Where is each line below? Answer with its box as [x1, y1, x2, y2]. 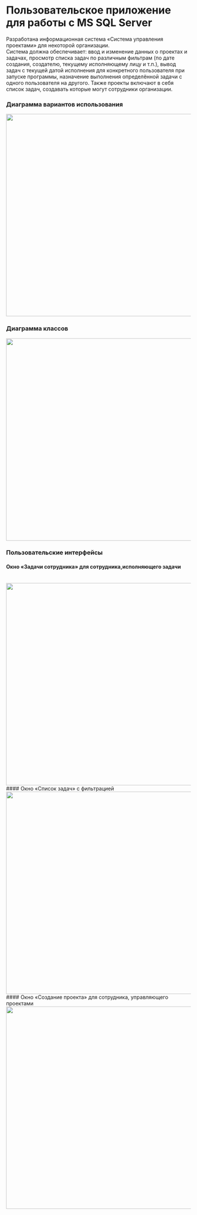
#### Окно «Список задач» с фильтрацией [6, 785, 114, 792]
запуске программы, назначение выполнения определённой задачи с [6, 73, 182, 80]
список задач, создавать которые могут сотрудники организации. [6, 85, 173, 92]
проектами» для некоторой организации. [6, 42, 110, 49]
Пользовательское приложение [6, 4, 171, 17]
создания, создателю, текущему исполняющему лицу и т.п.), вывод [6, 60, 176, 68]
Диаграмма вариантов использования [6, 100, 123, 108]
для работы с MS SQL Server [6, 16, 152, 29]
